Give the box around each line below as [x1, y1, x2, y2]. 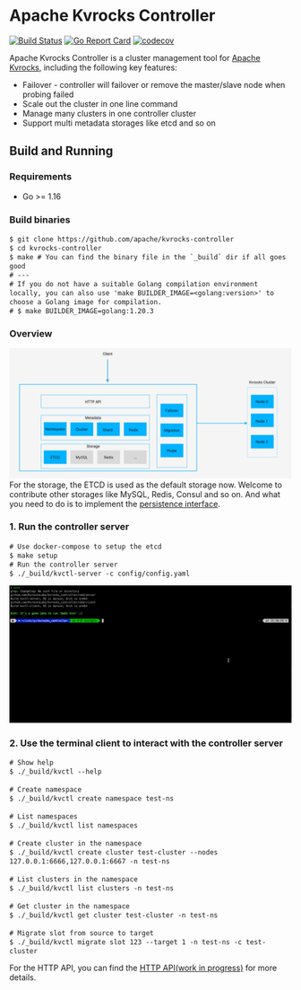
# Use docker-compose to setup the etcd [9, 542, 163, 551]
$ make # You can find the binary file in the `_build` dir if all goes [9, 252, 287, 261]
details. [9, 972, 37, 983]
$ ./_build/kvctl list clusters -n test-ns [9, 884, 175, 893]
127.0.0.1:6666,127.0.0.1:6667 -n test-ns [9, 857, 170, 866]
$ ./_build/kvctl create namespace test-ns [9, 794, 175, 803]
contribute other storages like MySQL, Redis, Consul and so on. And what [9, 488, 280, 499]
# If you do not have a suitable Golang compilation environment [9, 279, 258, 288]
